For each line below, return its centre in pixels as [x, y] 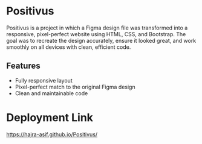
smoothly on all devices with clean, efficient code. [69, 47]
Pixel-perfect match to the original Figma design [75, 87]
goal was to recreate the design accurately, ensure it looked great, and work [101, 40]
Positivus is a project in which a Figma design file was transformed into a [97, 28]
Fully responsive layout [44, 80]
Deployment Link [50, 117]
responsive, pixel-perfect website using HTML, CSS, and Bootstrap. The [96, 34]
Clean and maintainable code [51, 93]
